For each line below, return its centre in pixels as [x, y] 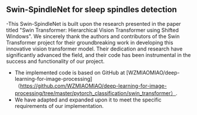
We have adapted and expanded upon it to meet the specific [88, 100]
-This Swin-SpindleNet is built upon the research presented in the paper [93, 23]
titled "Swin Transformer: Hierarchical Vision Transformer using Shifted [92, 30]
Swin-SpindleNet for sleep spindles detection [91, 10]
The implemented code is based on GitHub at [70, 72]
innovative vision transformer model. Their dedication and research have [94, 49]
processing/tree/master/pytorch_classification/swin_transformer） [95, 93]
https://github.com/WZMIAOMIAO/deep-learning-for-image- [93, 86]
